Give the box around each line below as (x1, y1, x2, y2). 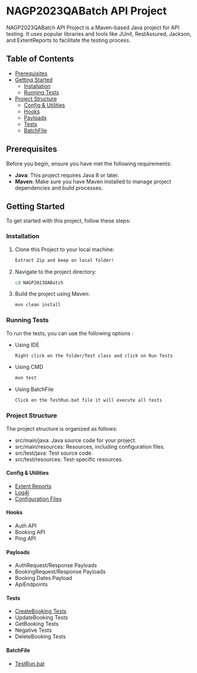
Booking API (14, 528, 45, 535)
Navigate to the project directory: (14, 268, 97, 275)
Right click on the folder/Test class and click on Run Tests (14, 353, 173, 359)
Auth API (14, 522, 37, 529)
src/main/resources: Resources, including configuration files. (14, 443, 165, 450)
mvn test (14, 375, 37, 381)
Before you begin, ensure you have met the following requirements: (6, 160, 172, 167)
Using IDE (14, 341, 40, 348)
